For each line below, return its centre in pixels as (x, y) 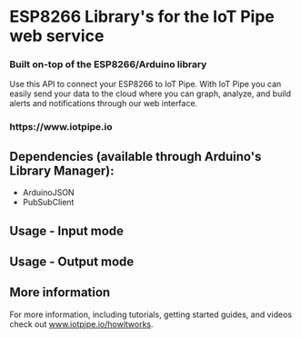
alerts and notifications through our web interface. (104, 104)
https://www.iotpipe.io (61, 127)
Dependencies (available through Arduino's (135, 156)
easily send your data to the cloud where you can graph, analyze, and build (150, 94)
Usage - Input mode (67, 230)
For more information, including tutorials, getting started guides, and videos (151, 314)
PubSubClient (48, 203)
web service (57, 36)
